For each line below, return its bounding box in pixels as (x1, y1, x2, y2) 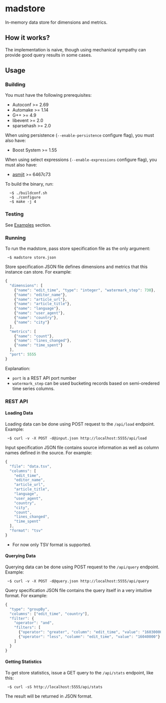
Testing (5, 211, 24, 218)
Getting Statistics (5, 659, 42, 664)
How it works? (5, 34, 50, 42)
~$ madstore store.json (7, 255, 56, 260)
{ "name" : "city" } (14, 319, 50, 325)
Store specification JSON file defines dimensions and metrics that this (5, 264, 148, 270)
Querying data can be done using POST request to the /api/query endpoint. (5, 564, 160, 570)
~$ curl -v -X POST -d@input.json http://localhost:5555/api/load (7, 435, 147, 441)
